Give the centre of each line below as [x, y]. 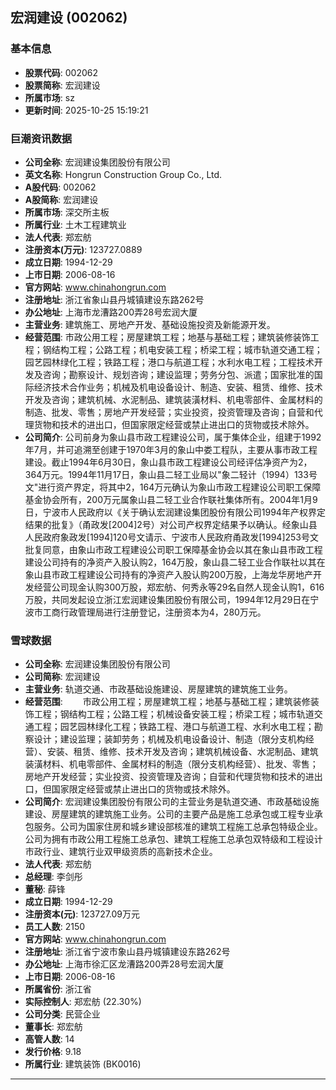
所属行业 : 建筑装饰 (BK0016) [83, 1064]
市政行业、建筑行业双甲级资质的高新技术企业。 [121, 852]
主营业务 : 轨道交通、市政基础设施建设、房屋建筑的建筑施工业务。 [158, 689]
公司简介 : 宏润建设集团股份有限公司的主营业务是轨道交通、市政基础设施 [172, 802]
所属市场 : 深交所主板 [67, 212]
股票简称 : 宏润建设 [62, 85]
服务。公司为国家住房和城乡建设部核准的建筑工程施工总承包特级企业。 [178, 827]
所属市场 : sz [49, 97]
